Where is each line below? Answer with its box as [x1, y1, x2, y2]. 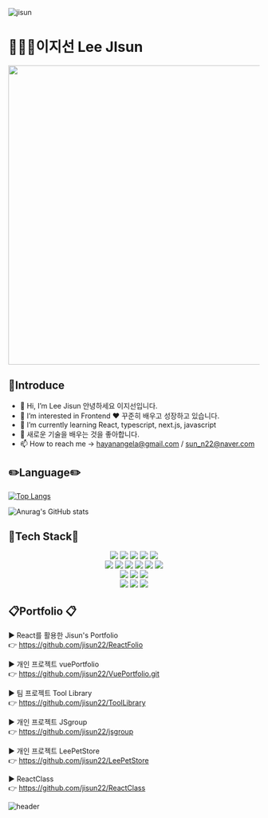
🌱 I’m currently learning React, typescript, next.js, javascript [19, 420, 217, 429]
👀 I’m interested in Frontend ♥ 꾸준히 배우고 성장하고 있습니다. [19, 411, 220, 421]
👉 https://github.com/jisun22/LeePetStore [8, 756, 149, 765]
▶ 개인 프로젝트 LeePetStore [8, 746, 100, 756]
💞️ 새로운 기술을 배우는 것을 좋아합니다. [19, 429, 140, 439]
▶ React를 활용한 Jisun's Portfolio [8, 630, 118, 640]
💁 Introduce [8, 379, 65, 393]
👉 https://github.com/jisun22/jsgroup [8, 727, 134, 737]
